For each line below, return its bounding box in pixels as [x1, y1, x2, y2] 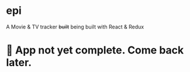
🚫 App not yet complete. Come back [6, 44, 184, 57]
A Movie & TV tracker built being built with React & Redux [6, 23, 144, 30]
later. [6, 56, 32, 69]
